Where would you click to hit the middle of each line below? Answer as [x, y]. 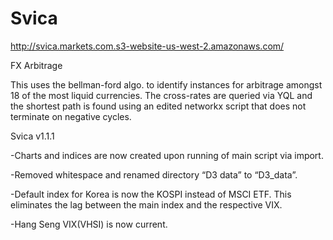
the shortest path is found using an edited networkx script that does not [158, 106]
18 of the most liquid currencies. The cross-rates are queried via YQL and [161, 95]
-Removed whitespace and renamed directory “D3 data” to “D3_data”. [154, 174]
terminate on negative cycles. [71, 116]
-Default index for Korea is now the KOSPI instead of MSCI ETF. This [151, 194]
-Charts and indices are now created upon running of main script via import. [167, 155]
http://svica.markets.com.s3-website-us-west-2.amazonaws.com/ [147, 46]
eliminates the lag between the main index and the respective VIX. [146, 204]
